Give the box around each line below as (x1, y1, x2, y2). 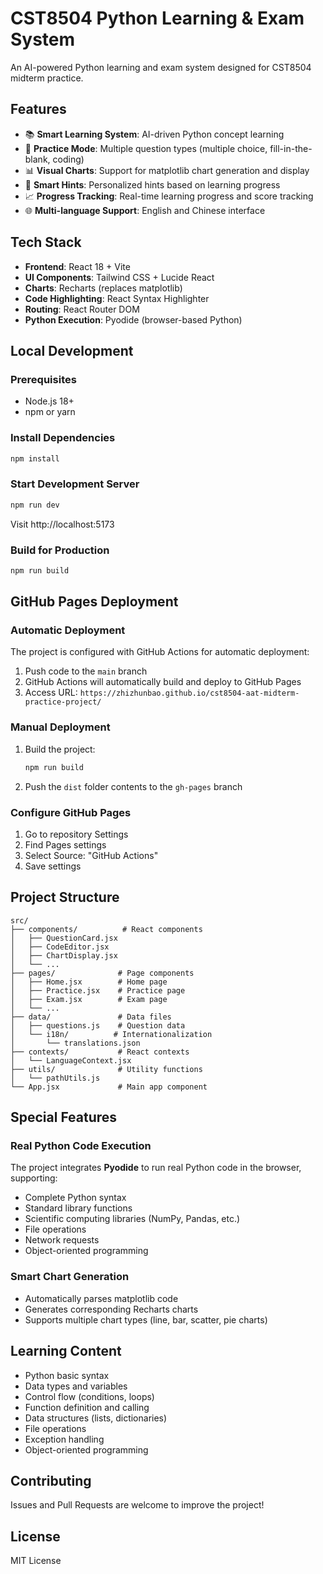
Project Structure (10, 889, 120, 906)
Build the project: (24, 743, 96, 755)
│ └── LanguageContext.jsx (10, 1055, 132, 1066)
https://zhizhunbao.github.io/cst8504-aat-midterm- (79, 688, 300, 699)
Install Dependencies (10, 431, 116, 445)
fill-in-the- (269, 142, 313, 154)
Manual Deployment (10, 720, 111, 734)
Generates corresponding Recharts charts (24, 1303, 199, 1315)
